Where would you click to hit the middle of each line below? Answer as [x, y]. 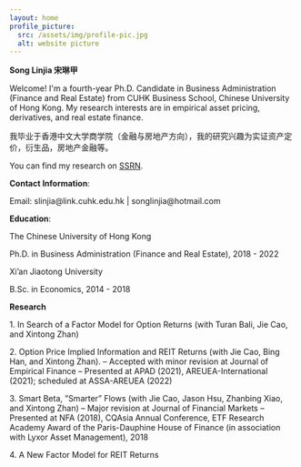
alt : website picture [59, 43]
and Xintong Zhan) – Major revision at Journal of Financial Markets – [137, 408]
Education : [30, 218]
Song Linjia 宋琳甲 [44, 70]
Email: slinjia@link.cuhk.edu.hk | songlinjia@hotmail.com [115, 201]
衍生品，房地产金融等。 [69, 147]
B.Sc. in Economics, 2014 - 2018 [70, 289]
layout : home [34, 18]
